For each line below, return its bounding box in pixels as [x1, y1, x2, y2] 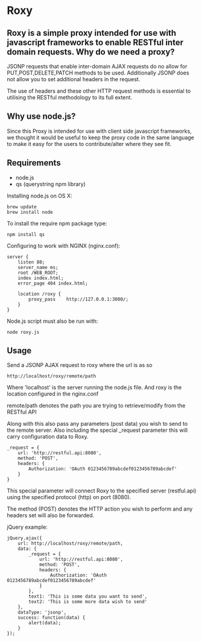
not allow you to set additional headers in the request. [7, 76, 140, 82]
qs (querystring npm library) [15, 180, 86, 188]
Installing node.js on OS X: [7, 192, 72, 199]
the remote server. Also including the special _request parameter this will [7, 426, 188, 434]
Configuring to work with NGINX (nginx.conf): [7, 242, 121, 249]
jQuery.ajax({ [7, 535, 43, 541]
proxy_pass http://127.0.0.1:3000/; [28, 296, 129, 302]
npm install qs [7, 231, 45, 237]
